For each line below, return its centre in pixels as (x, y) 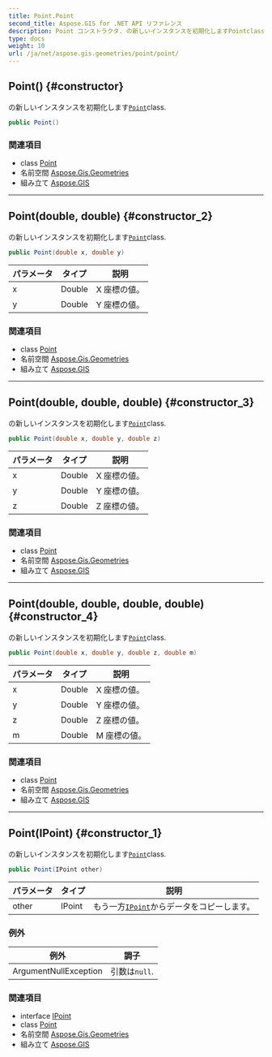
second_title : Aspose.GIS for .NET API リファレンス (96, 24)
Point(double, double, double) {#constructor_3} (132, 403)
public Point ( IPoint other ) (56, 869)
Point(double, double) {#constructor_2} (110, 216)
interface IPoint (45, 1016)
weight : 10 (27, 46)
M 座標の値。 (121, 736)
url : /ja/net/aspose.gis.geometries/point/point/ (94, 54)
